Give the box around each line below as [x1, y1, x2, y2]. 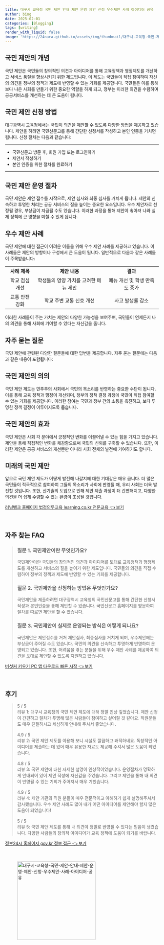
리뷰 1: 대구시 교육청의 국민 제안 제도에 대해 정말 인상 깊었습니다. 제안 [17, 709, 149, 715]
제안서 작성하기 [12, 155, 41, 161]
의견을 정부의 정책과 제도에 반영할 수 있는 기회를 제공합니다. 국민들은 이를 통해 [10, 80, 159, 86]
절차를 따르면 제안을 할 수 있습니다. [17, 609, 84, 615]
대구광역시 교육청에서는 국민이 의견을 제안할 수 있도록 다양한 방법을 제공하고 [5, 122, 150, 128]
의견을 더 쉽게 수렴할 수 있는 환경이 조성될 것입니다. [5, 494, 102, 500]
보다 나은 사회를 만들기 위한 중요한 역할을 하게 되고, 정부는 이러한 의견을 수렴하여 [5, 86, 159, 92]
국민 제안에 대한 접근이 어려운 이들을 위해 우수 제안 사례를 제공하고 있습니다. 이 [5, 243, 155, 250]
